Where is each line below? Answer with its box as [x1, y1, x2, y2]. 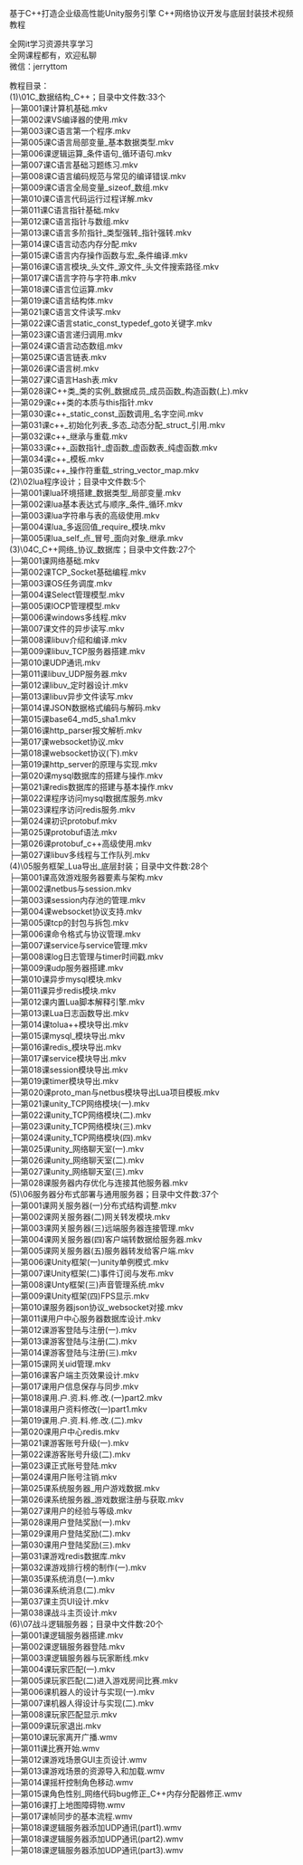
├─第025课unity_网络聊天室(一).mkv [9, 1144, 145, 1154]
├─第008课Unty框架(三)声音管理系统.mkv [9, 1280, 165, 1289]
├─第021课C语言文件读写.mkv [9, 307, 121, 317]
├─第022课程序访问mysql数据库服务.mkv [9, 793, 163, 804]
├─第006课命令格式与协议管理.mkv [9, 928, 142, 939]
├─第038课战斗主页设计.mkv [9, 1607, 118, 1618]
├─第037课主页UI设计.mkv [9, 1596, 109, 1606]
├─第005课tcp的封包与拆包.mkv [9, 918, 129, 928]
